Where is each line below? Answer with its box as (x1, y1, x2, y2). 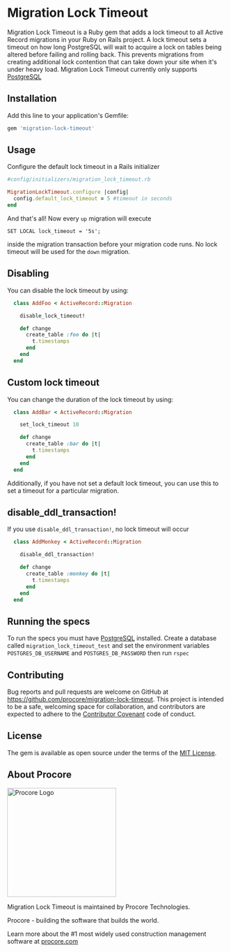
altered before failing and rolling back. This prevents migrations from (7, 50, 204, 59)
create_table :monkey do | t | (25, 570, 111, 577)
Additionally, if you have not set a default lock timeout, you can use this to (7, 479, 219, 487)
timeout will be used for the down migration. (7, 247, 131, 255)
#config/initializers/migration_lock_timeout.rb (7, 176, 151, 183)
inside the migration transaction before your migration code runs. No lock (7, 239, 218, 248)
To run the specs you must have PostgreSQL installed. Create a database (7, 634, 217, 643)
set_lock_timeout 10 (19, 421, 79, 429)
